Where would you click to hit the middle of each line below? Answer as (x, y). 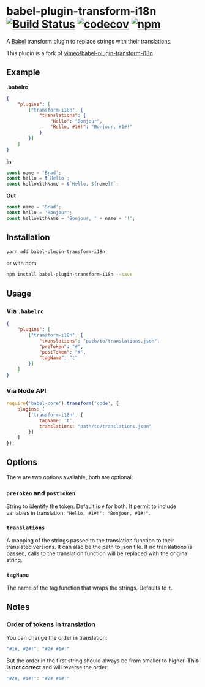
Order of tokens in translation (51, 624)
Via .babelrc (25, 311)
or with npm (21, 263)
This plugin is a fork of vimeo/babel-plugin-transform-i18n (80, 53)
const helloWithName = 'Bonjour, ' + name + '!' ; (71, 218)
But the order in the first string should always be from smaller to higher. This (102, 661)
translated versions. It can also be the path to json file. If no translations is (99, 547)
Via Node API (26, 390)
